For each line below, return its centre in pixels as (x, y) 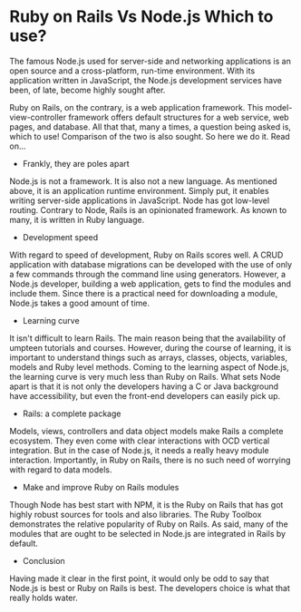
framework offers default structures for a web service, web (178, 117)
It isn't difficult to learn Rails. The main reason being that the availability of (148, 338)
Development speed (60, 237)
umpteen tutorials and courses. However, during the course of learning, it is (150, 347)
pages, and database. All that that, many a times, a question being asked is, (150, 126)
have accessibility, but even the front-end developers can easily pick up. (145, 395)
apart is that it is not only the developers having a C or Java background (144, 386)
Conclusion (44, 560)
